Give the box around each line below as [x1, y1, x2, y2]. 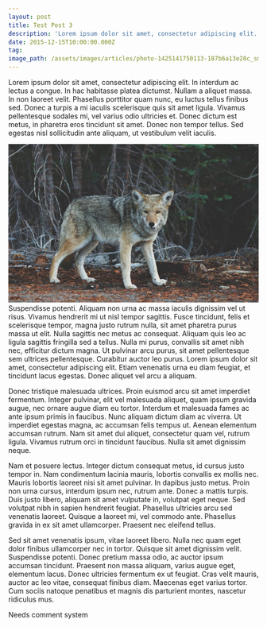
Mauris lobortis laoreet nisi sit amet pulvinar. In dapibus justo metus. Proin [8, 478, 250, 488]
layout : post [8, 13, 52, 21]
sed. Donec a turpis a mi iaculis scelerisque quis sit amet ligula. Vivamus [8, 103, 246, 112]
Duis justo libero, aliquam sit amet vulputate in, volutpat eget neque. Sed [8, 495, 246, 505]
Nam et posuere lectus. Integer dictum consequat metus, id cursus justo [8, 461, 245, 470]
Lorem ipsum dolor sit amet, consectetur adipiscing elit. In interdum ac [8, 78, 239, 87]
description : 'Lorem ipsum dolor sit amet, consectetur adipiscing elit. [8, 29, 258, 37]
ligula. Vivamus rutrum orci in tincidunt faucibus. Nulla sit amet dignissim [8, 437, 246, 447]
